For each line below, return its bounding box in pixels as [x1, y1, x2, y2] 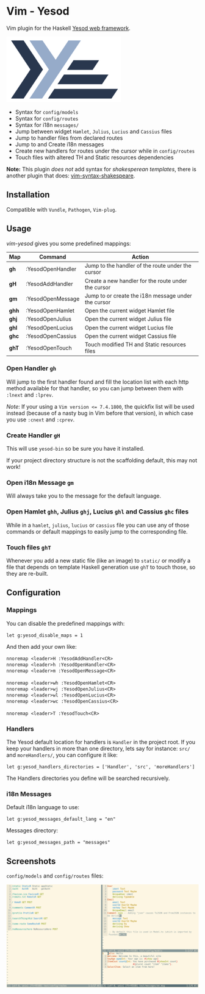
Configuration [6, 587, 61, 598]
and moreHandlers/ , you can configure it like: [6, 751, 118, 759]
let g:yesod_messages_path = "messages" [6, 840, 111, 846]
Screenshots [6, 856, 56, 867]
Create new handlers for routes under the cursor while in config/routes [15, 147, 195, 154]
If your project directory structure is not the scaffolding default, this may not [6, 457, 197, 464]
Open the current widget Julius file [84, 315, 172, 323]
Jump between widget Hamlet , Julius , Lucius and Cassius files [15, 127, 172, 135]
